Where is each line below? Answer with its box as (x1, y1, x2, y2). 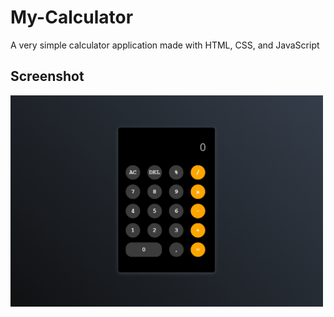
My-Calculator (10, 6, 134, 29)
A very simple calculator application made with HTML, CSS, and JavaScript (10, 39, 320, 51)
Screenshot (10, 68, 85, 85)
